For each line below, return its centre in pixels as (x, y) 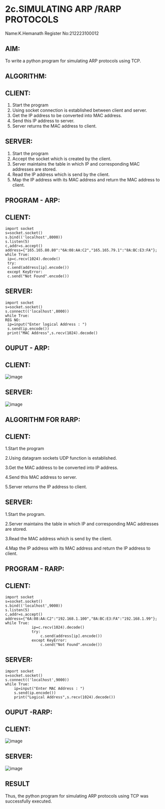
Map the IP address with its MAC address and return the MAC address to (86, 179)
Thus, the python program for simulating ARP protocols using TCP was (77, 796)
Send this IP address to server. (43, 121)
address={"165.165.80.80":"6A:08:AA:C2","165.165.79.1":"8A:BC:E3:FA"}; (81, 250)
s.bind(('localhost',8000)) (34, 237)
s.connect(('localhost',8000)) (37, 311)
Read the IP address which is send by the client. (61, 174)
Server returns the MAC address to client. (54, 126)
